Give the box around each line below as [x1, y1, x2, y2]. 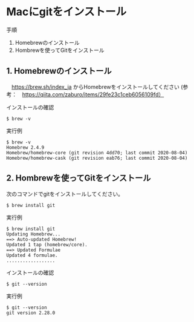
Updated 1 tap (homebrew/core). [6, 241, 88, 248]
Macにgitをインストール [6, 5, 127, 19]
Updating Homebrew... [6, 231, 61, 237]
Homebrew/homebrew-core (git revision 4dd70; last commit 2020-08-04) [6, 149, 188, 156]
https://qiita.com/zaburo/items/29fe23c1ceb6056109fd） [22, 91, 164, 98]
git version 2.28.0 [6, 309, 56, 316]
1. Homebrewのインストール [6, 66, 112, 76]
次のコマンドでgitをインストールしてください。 [6, 190, 124, 197]
